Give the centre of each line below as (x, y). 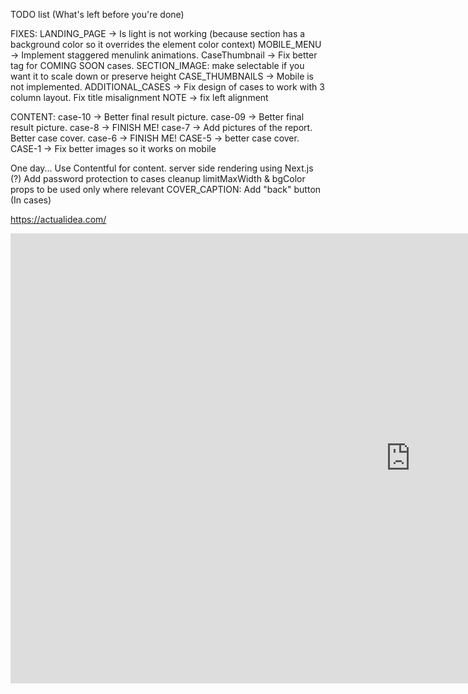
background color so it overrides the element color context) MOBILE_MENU (166, 44)
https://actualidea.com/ (58, 219)
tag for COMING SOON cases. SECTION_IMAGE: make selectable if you (157, 65)
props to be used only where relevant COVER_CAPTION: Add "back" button (166, 189)
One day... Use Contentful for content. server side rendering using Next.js (162, 168)
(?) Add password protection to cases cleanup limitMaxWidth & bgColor (158, 178)
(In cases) (31, 200)
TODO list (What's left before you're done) (97, 14)
